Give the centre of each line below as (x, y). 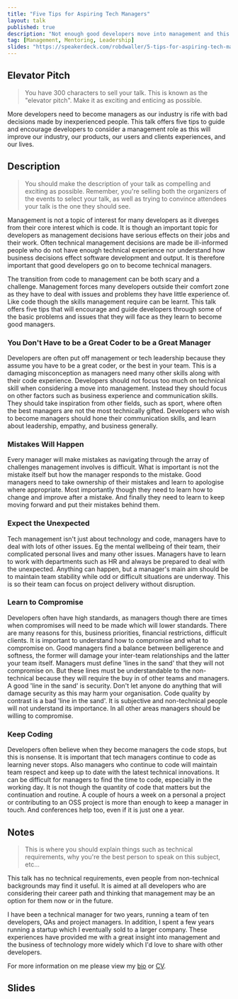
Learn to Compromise (45, 602)
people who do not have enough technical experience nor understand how (116, 250)
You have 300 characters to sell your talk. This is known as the (116, 92)
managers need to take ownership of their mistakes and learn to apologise (116, 482)
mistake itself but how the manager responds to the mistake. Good (104, 475)
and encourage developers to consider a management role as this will (109, 129)
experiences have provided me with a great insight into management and (114, 937)
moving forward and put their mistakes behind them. (84, 505)
